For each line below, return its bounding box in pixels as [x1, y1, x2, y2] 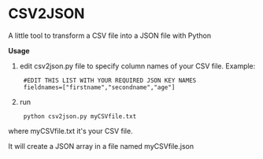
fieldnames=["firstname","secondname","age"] [23, 83, 176, 91]
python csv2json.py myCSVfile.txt [23, 112, 137, 120]
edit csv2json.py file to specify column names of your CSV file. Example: [19, 61, 256, 71]
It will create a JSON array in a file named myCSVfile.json [8, 141, 194, 150]
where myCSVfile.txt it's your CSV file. [8, 126, 133, 135]
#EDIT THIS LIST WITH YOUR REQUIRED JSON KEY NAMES [23, 76, 197, 84]
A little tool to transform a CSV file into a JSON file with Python [8, 31, 211, 40]
